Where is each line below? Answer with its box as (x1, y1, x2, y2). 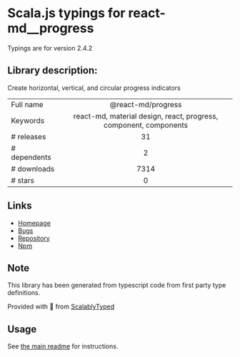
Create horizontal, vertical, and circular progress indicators (7, 84, 181, 92)
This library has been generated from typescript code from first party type (7, 281, 226, 290)
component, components (103, 120, 188, 130)
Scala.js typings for (7, 5, 126, 21)
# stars (11, 175, 34, 185)
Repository (17, 233, 50, 242)
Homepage (17, 218, 51, 227)
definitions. (7, 288, 41, 297)
